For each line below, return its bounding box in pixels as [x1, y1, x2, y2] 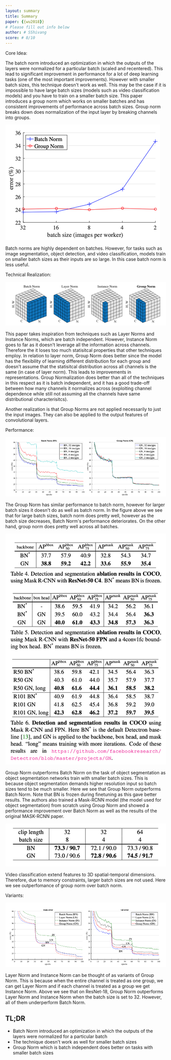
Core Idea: [5, 50, 28, 56]
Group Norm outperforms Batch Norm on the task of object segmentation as [5, 770, 166, 776]
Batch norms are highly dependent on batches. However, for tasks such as [5, 245, 162, 251]
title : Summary [5, 13, 38, 19]
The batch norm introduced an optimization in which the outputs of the [5, 60, 154, 66]
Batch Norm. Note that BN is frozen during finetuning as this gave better [5, 791, 157, 797]
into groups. [5, 114, 31, 121]
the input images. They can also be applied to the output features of [5, 412, 149, 418]
